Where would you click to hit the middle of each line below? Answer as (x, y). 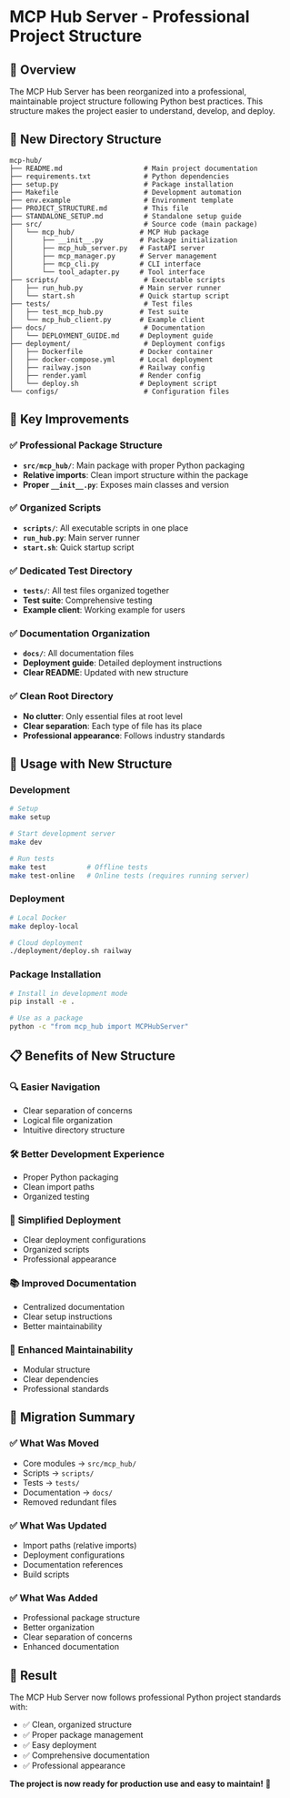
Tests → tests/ (51, 1482)
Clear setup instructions (67, 1316)
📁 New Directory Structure (85, 140)
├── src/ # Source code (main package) (134, 224)
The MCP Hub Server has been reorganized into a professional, (128, 91)
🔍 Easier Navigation (55, 1087)
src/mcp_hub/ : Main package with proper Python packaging (134, 465)
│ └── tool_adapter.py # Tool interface (107, 272)
